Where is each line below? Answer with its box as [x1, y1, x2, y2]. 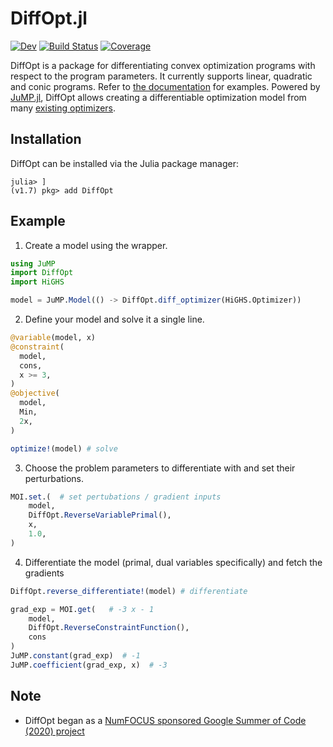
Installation [10, 131, 82, 148]
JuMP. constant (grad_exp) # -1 [10, 651, 141, 661]
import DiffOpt [10, 268, 74, 278]
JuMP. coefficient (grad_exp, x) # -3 [10, 660, 168, 670]
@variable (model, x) [10, 333, 97, 343]
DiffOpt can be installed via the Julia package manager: [10, 157, 239, 169]
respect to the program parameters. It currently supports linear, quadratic [10, 70, 313, 82]
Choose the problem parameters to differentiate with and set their [24, 462, 296, 474]
